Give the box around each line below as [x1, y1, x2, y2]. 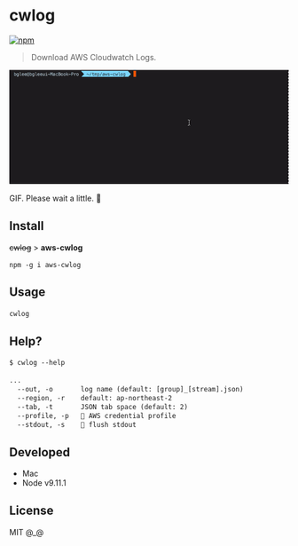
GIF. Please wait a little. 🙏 [9, 193, 102, 203]
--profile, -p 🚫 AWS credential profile [17, 412, 176, 421]
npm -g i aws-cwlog [9, 260, 82, 269]
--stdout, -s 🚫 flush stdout [17, 421, 137, 430]
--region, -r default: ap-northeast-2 [17, 394, 173, 403]
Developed [9, 445, 71, 460]
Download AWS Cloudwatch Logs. [30, 51, 157, 62]
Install [9, 218, 44, 233]
